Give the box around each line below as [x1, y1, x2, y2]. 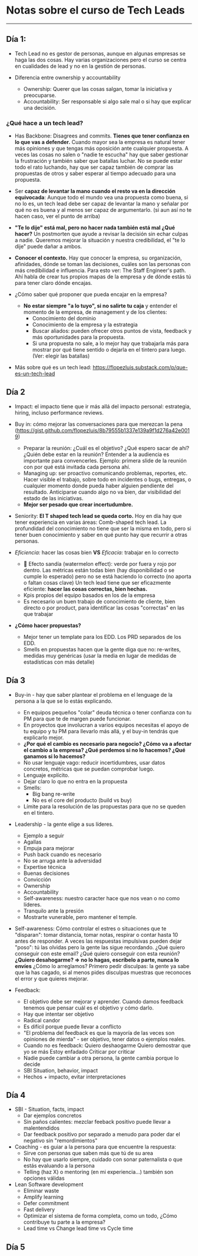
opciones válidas [23, 1175, 65, 1182]
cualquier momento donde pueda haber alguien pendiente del [23, 482, 174, 489]
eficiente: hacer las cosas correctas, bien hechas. [23, 585, 148, 592]
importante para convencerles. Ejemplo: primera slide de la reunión [23, 457, 187, 464]
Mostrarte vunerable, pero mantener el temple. [23, 913, 137, 920]
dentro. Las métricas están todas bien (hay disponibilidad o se [23, 566, 175, 573]
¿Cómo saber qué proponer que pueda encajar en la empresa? [14, 291, 167, 298]
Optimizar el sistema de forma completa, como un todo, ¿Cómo [23, 1212, 177, 1219]
